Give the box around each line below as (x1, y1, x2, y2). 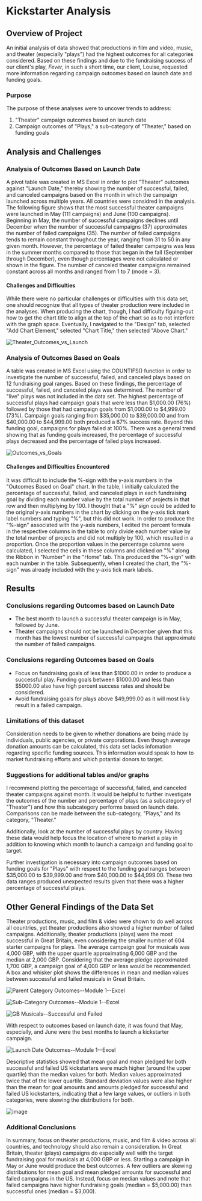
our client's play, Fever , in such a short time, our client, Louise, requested (6, 63, 188, 70)
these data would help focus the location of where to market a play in (6, 835, 178, 842)
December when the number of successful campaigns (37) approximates (6, 223, 188, 230)
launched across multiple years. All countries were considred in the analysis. (6, 197, 196, 205)
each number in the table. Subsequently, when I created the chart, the (6, 560, 180, 567)
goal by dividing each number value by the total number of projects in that (6, 495, 190, 503)
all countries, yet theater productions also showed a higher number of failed (6, 924, 194, 931)
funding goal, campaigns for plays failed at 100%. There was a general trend (6, 425, 196, 432)
